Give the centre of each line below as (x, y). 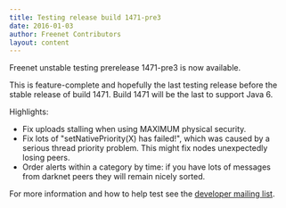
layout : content (39, 42)
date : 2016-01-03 (41, 26)
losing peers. (46, 158)
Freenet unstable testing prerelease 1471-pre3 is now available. (125, 68)
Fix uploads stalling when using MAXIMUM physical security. (134, 129)
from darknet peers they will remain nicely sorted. (114, 177)
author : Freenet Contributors (65, 34)
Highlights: (29, 112)
